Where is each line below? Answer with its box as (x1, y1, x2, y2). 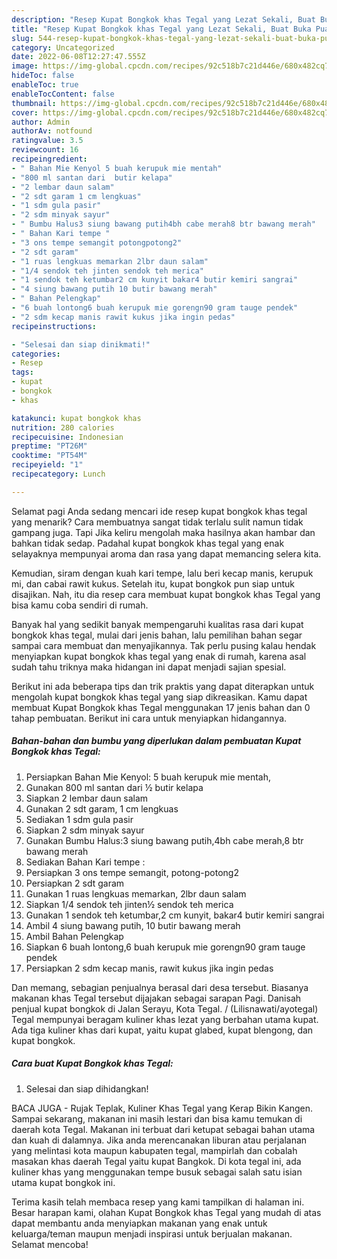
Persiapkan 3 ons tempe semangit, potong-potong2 (25, 866, 239, 878)
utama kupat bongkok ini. (11, 1176, 116, 1188)
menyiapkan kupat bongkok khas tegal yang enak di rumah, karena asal (11, 650, 307, 662)
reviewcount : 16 (11, 145, 79, 155)
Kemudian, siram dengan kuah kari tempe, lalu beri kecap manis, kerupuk (11, 567, 314, 579)
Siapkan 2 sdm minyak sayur (25, 824, 145, 836)
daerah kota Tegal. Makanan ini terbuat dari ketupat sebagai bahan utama (11, 1123, 316, 1135)
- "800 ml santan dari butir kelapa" (11, 172, 173, 183)
